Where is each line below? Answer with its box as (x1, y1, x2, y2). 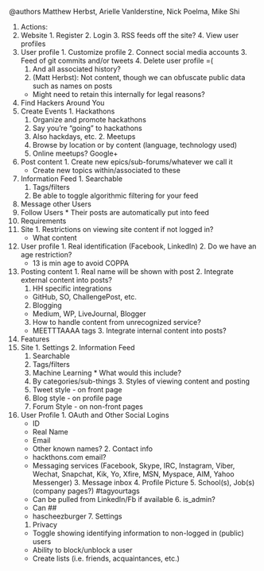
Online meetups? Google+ (32, 149, 118, 158)
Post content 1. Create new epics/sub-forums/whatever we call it (20, 157, 233, 166)
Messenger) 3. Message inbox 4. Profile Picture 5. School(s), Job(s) (32, 478, 255, 487)
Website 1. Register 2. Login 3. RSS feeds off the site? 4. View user (20, 31, 239, 40)
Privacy (32, 520, 58, 529)
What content (32, 233, 78, 242)
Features (20, 334, 50, 344)
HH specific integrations (32, 284, 112, 293)
